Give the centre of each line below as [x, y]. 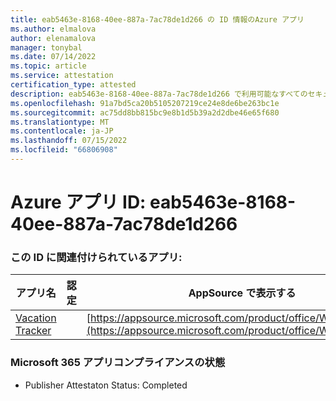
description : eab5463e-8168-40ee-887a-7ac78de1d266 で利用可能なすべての [159, 94]
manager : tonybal [46, 47]
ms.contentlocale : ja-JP [62, 131]
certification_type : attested [73, 85]
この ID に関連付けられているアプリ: [96, 257]
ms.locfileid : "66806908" [64, 150]
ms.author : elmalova [53, 29]
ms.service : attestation [62, 76]
